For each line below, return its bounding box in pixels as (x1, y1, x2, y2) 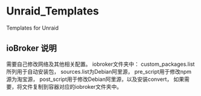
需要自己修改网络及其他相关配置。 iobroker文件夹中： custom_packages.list (6, 60, 195, 68)
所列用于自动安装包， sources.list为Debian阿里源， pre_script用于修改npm (6, 68, 192, 75)
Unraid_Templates (6, 4, 100, 18)
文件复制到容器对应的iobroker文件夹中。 (22, 83, 123, 90)
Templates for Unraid (6, 24, 59, 31)
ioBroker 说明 (6, 43, 57, 54)
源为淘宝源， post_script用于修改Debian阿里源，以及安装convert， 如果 (6, 75, 185, 83)
